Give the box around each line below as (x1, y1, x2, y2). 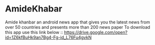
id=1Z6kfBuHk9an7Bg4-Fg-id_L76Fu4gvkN (5, 34, 92, 40)
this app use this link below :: (5, 29, 63, 35)
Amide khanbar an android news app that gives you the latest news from (5, 19, 150, 25)
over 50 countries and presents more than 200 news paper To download (5, 24, 151, 30)
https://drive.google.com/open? (64, 29, 128, 35)
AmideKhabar (5, 3, 62, 14)
